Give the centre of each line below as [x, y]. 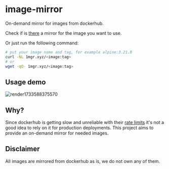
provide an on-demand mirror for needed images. [57, 133]
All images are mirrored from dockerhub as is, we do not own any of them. [83, 161]
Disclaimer [23, 149]
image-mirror [34, 9]
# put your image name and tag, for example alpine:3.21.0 [69, 52]
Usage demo [26, 82]
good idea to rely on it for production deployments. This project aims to [79, 128]
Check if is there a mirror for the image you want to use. [64, 33]
